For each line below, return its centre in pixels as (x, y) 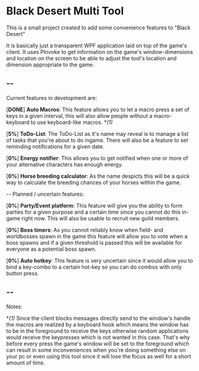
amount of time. (26, 363)
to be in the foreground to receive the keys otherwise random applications (97, 331)
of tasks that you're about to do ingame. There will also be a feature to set (97, 140)
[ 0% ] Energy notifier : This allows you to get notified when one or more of (97, 158)
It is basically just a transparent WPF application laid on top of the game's (97, 45)
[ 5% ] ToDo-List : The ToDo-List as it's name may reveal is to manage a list (97, 133)
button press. (23, 273)
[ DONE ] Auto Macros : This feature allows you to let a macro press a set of (98, 110)
